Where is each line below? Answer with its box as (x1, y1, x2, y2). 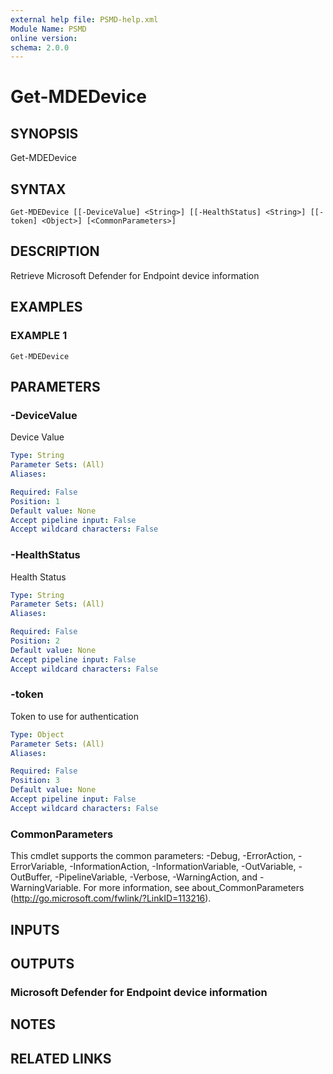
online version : (10, 33, 78, 43)
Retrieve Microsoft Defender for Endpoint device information (10, 269, 260, 281)
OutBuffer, (10, 871, 53, 883)
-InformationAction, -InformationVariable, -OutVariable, (69, 861, 297, 873)
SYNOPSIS (10, 125, 79, 142)
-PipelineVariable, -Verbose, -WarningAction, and (54, 871, 258, 883)
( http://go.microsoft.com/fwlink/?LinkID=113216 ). (10, 892, 212, 905)
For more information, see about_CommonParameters (83, 882, 305, 894)
